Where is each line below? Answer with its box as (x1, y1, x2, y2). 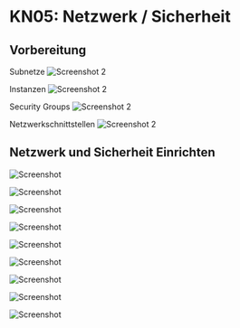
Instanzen (9, 84, 47, 94)
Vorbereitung (9, 42, 87, 58)
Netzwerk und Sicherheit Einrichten (9, 145, 216, 160)
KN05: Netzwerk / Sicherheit (9, 6, 231, 27)
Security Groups (9, 101, 71, 112)
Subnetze (9, 66, 45, 77)
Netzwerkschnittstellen (9, 119, 96, 129)
